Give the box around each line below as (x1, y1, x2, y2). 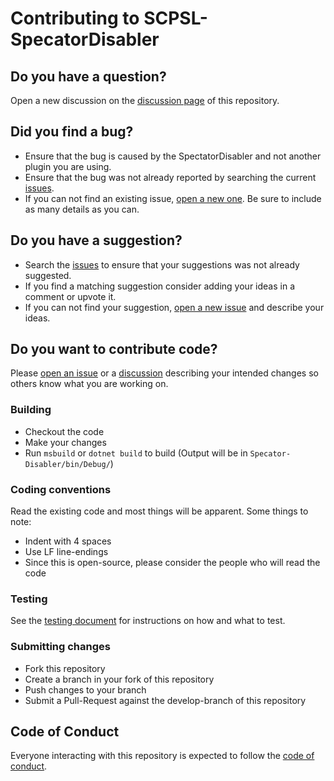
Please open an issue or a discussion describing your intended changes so (10, 367, 319, 379)
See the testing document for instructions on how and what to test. (10, 615, 286, 627)
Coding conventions (10, 482, 112, 496)
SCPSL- (143, 7, 208, 30)
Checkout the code (24, 425, 105, 437)
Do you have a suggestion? (10, 232, 183, 249)
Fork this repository (24, 662, 106, 674)
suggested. (24, 269, 72, 281)
